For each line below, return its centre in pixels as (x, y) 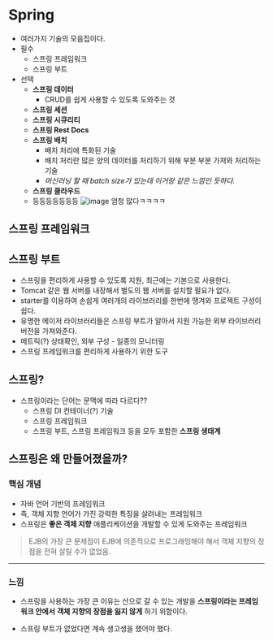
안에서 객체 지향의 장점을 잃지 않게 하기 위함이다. (112, 611)
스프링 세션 (50, 109)
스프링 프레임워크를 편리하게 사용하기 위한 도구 (94, 352)
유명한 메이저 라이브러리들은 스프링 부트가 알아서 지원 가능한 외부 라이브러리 (141, 321)
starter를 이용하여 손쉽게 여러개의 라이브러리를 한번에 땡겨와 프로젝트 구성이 (141, 301)
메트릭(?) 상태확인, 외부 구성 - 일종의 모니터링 (92, 341)
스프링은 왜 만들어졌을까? (68, 459)
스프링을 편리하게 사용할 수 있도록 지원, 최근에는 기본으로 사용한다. (125, 280)
